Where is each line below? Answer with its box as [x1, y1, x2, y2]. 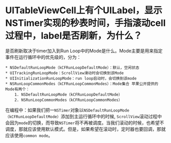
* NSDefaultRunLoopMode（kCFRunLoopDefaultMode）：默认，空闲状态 [5, 65, 139, 70]
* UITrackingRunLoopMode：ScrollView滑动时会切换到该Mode [5, 70, 124, 76]
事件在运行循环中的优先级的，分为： [5, 54, 81, 60]
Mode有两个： [5, 87, 30, 92]
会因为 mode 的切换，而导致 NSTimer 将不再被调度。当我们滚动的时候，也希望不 [5, 120, 164, 126]
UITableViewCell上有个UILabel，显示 [5, 5, 162, 16]
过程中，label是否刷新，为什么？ [5, 30, 142, 42]
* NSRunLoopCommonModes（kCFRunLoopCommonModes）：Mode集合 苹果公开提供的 [5, 81, 159, 86]
